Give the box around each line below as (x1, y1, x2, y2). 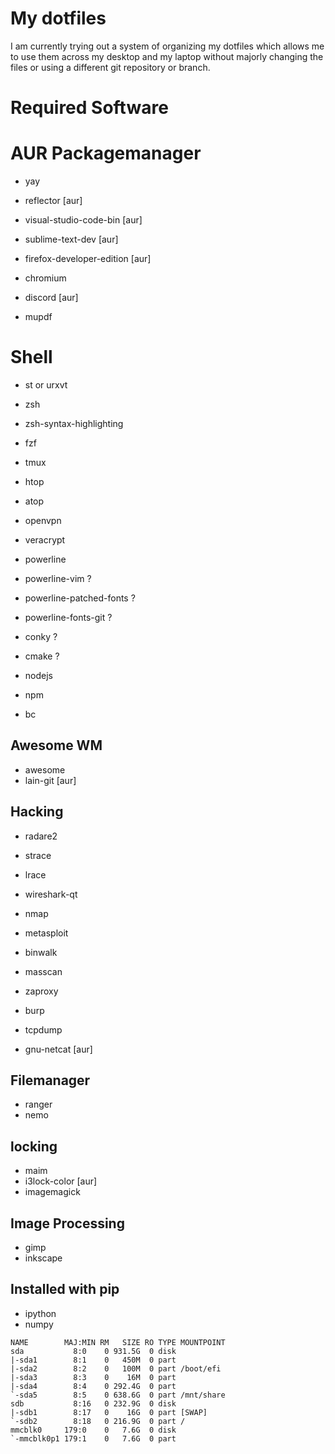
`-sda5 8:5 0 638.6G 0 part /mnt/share (10, 1390, 226, 1400)
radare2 (24, 830, 58, 842)
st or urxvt (24, 379, 68, 391)
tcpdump (24, 1023, 63, 1036)
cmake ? (24, 650, 60, 662)
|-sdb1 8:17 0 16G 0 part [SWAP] (10, 1407, 208, 1417)
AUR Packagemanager (10, 142, 202, 165)
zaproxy (24, 985, 59, 997)
